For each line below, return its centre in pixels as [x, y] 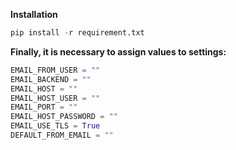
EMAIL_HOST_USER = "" [55, 98]
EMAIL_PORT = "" [44, 107]
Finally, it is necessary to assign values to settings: [118, 51]
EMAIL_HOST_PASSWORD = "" [64, 117]
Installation [34, 14]
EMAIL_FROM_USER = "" [55, 70]
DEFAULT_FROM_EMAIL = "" [62, 135]
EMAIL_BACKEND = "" [51, 79]
